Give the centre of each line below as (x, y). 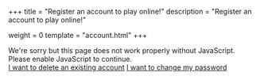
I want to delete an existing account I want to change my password (118, 67)
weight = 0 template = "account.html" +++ (78, 35)
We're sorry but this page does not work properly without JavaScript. (122, 50)
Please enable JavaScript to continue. (70, 59)
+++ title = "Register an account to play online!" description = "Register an (130, 11)
